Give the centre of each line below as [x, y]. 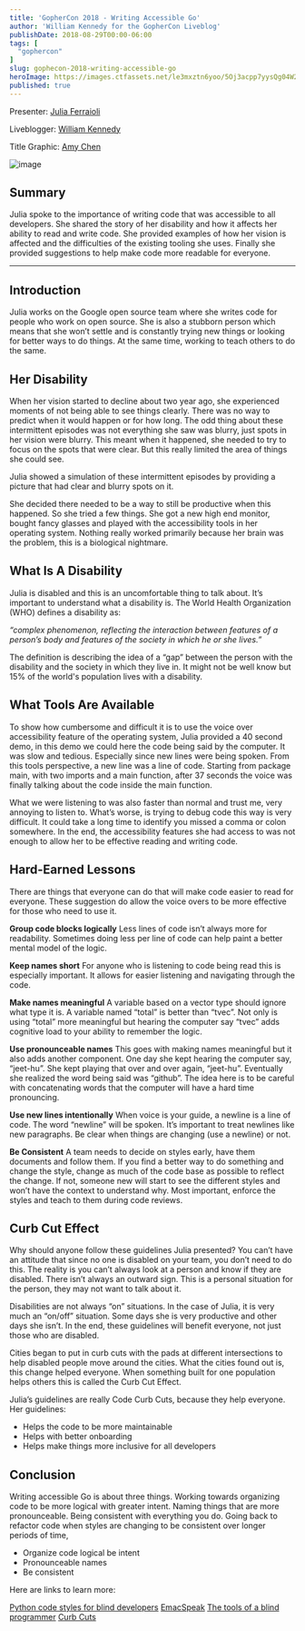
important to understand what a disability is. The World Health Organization [151, 602]
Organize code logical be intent [81, 1553]
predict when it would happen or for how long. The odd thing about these [147, 421]
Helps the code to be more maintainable [97, 1427]
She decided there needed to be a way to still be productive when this [140, 504]
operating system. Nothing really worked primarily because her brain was [147, 533]
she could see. [37, 459]
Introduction [45, 290]
